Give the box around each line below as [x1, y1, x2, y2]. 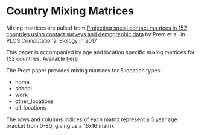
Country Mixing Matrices [6, 4, 135, 18]
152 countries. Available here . [6, 55, 80, 62]
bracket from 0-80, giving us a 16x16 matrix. [6, 122, 116, 129]
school [14, 84, 32, 92]
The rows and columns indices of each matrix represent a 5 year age [6, 116, 177, 123]
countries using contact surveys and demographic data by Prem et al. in [6, 30, 186, 37]
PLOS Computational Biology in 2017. [6, 37, 98, 44]
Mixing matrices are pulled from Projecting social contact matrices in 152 [6, 24, 187, 31]
